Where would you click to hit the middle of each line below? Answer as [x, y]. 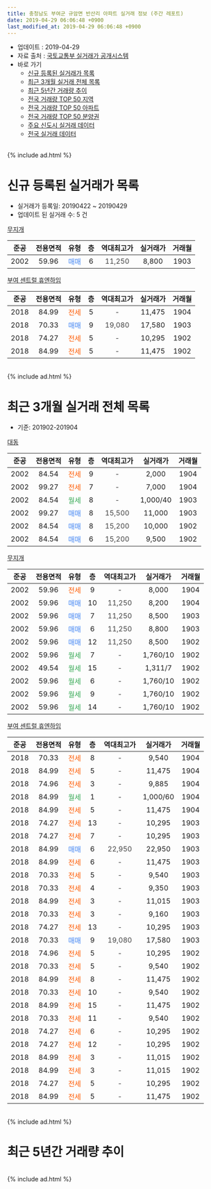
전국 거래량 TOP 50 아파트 [63, 108]
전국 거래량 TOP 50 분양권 [63, 117]
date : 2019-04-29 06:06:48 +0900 [56, 20]
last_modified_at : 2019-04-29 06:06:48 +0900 [74, 26]
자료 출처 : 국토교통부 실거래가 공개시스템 [73, 56]
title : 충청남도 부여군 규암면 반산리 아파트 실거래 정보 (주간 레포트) [95, 14]
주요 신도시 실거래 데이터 [61, 125]
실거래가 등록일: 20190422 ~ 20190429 [72, 206]
